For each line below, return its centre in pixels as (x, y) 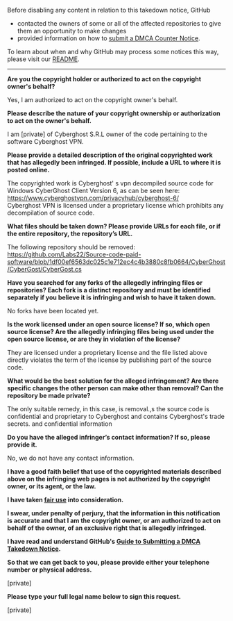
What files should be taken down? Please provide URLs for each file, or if (114, 226)
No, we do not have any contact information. (71, 458)
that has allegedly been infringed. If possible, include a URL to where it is (114, 162)
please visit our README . (43, 59)
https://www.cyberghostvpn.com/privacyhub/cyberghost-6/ (93, 198)
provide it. (22, 445)
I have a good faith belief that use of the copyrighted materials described (114, 471)
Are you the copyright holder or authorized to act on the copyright (104, 79)
